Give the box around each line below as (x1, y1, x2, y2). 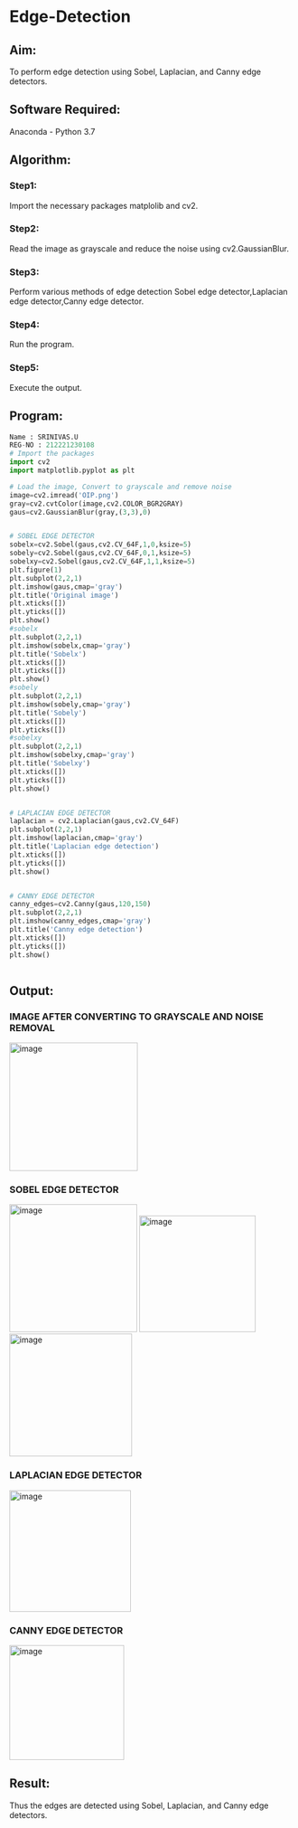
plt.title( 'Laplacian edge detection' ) (9, 842, 160, 851)
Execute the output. (9, 382, 83, 393)
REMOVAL (9, 1021, 56, 1034)
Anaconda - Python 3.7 (9, 126, 96, 137)
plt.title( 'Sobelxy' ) (9, 759, 91, 768)
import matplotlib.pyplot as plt (9, 466, 135, 475)
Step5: (9, 362, 40, 374)
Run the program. (9, 339, 75, 350)
